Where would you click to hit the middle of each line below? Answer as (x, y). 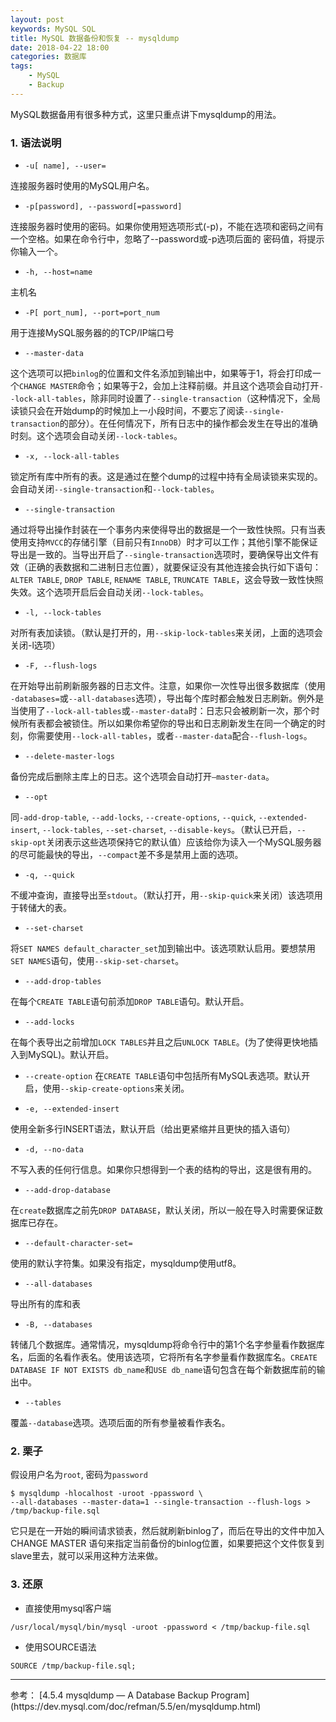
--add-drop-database (67, 1191)
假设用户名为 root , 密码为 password (79, 1475)
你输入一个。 (36, 252)
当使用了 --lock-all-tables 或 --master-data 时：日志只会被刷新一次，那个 (161, 711)
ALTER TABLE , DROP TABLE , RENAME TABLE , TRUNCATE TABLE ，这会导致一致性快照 (167, 580)
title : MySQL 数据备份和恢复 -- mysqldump (95, 38)
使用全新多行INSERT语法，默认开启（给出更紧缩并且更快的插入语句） (153, 1129)
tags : (21, 66)
